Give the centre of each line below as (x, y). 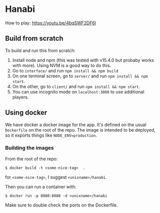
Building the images (29, 148)
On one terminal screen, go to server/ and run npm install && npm (80, 76)
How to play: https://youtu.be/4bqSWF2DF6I (51, 23)
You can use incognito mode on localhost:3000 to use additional (78, 92)
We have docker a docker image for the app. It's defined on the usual (76, 125)
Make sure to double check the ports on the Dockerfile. (61, 205)
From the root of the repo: (31, 159)
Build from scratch (34, 38)
